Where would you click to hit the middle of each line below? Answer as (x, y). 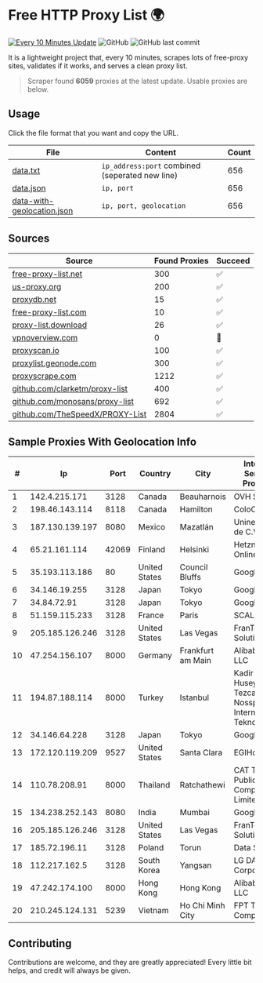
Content (161, 152)
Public (245, 780)
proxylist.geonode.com (54, 363)
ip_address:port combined (151, 166)
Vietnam (153, 911)
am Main (195, 661)
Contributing (40, 943)
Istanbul (195, 697)
